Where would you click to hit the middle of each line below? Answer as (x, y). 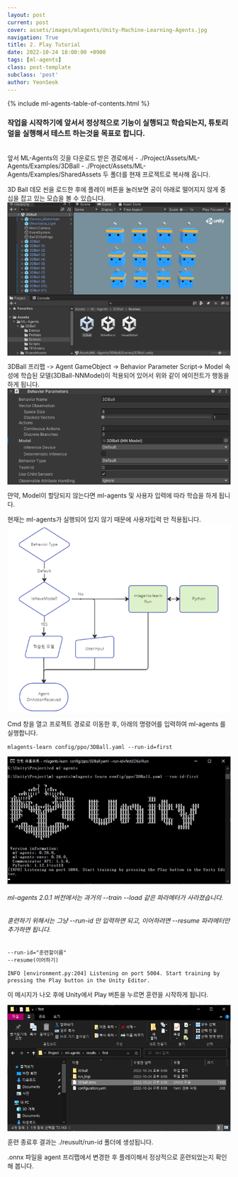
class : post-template (39, 67)
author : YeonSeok (33, 82)
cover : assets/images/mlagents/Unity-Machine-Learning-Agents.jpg (107, 30)
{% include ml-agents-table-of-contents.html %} (79, 103)
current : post (28, 22)
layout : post (27, 15)
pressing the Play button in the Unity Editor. (79, 980)
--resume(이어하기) (33, 960)
